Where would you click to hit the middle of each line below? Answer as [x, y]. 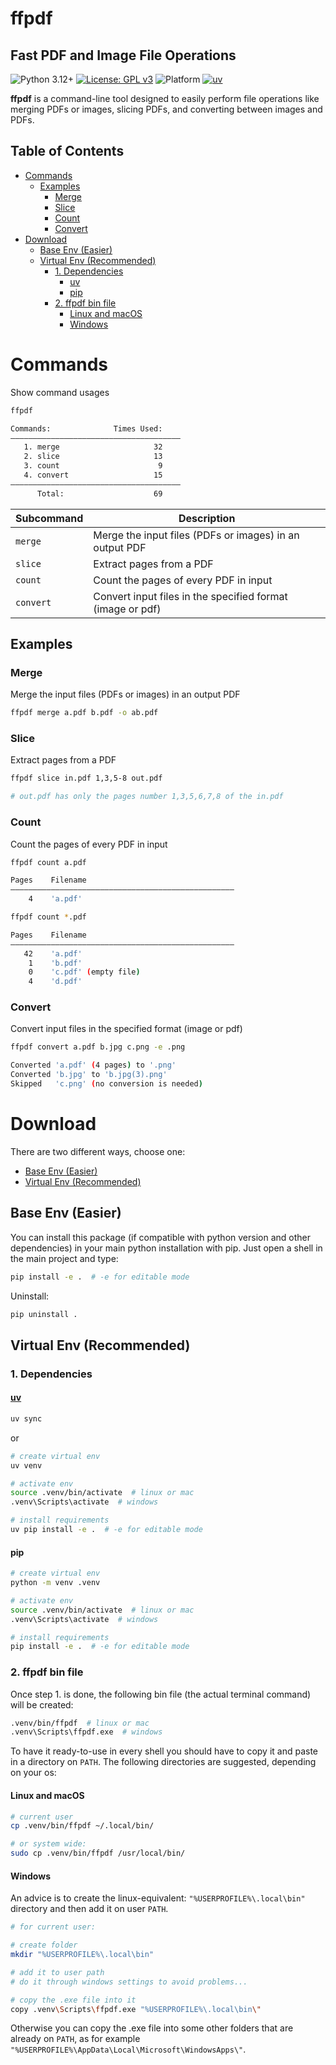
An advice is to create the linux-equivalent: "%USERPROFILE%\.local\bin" [158, 1898]
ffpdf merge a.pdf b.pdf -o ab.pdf [84, 713]
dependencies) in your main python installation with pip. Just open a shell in [166, 1248]
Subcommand [49, 518]
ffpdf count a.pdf [48, 862]
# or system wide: [48, 1844]
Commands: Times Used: [86, 428]
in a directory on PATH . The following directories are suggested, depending [163, 1762]
